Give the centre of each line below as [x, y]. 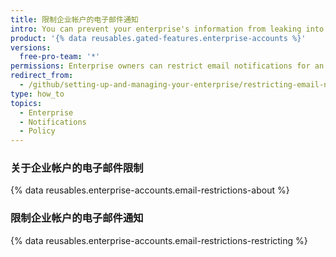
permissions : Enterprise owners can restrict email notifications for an [167, 66]
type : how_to [37, 94]
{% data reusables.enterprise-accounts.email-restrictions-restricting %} [159, 240]
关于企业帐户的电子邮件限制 [77, 168]
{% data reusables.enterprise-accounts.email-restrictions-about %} [150, 190]
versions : [31, 47]
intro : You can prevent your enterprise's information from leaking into [167, 29]
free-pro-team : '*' [60, 57]
